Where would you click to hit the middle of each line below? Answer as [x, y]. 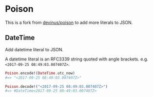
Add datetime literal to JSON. [34, 49]
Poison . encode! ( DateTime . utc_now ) [40, 73]
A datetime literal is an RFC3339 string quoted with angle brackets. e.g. [77, 59]
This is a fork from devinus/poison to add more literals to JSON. [69, 22]
